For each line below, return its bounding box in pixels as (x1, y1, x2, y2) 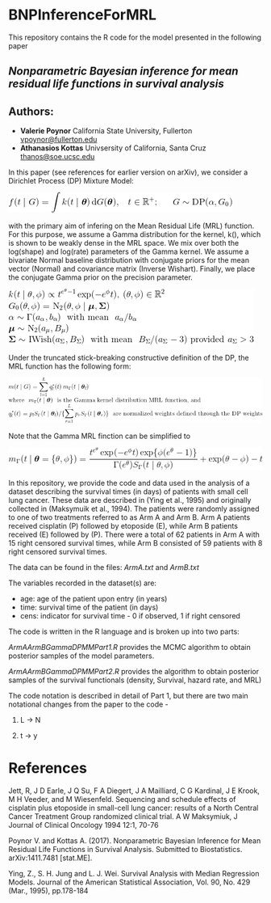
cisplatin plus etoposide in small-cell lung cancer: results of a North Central (8, 803, 259, 812)
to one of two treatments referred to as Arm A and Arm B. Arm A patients (8, 512, 251, 522)
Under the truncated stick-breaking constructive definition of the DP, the (8, 353, 249, 363)
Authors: (8, 104, 54, 118)
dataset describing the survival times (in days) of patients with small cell (8, 487, 248, 496)
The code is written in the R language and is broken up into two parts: (8, 627, 240, 636)
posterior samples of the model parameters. (8, 651, 155, 660)
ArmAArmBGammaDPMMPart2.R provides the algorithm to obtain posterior (8, 666, 260, 676)
